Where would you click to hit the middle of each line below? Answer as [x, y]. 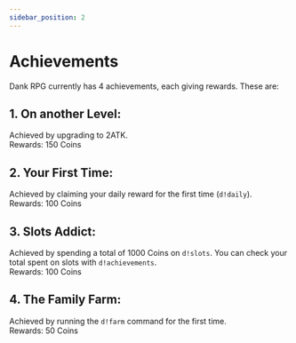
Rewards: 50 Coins [44, 331]
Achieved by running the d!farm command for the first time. [118, 321]
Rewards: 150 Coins [45, 145]
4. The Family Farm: [65, 300]
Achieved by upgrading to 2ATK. [69, 135]
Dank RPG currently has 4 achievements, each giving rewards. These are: [144, 86]
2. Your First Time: [61, 173]
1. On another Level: [65, 113]
